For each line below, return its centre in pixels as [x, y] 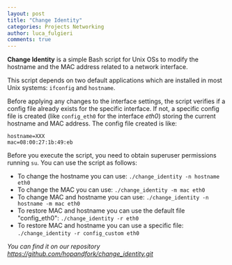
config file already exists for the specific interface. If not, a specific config [113, 109]
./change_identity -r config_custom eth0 [78, 234]
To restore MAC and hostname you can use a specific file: [100, 226]
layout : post [26, 14]
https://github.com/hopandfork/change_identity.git [80, 254]
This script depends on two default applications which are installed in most [115, 80]
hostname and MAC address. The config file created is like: [92, 123]
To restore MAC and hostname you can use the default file [101, 211]
